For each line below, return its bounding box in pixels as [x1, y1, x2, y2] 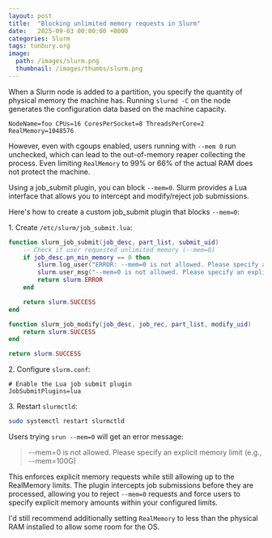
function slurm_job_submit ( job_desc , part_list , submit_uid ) [8, 238, 219, 246]
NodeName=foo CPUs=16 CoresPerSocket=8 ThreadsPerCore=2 [8, 119, 205, 128]
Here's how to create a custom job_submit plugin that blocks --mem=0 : [8, 207, 240, 216]
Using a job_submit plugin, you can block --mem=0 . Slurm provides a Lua [8, 182, 248, 192]
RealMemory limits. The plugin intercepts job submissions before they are [8, 480, 254, 490]
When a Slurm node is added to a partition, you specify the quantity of [8, 87, 243, 96]
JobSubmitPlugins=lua [8, 387, 82, 395]
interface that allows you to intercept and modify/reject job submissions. [8, 191, 249, 201]
